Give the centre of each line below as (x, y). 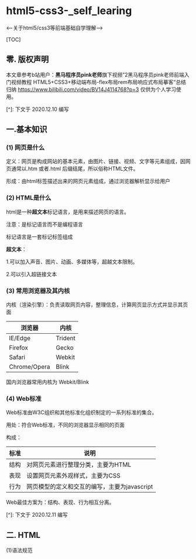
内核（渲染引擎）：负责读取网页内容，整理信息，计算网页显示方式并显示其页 (97, 305)
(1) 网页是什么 (25, 148)
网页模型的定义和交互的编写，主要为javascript (90, 487)
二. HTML (23, 535)
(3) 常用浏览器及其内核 (38, 290)
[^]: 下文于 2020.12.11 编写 (37, 515)
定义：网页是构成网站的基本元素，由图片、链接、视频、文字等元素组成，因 (96, 161)
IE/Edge (20, 338)
